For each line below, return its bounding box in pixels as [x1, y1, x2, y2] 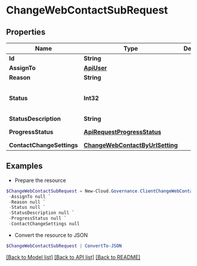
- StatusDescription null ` [8, 210, 75, 216]
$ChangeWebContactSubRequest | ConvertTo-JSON [6, 242, 122, 249]
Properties [6, 27, 46, 37]
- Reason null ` [8, 199, 46, 205]
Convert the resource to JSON [14, 231, 88, 238]
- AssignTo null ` [8, 194, 51, 199]
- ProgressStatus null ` [8, 215, 67, 221]
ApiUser [83, 64, 107, 72]
